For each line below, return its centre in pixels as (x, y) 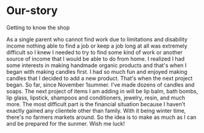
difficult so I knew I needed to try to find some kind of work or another (95, 52)
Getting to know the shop (38, 27)
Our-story (32, 11)
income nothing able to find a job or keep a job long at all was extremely (97, 46)
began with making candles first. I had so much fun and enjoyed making (97, 71)
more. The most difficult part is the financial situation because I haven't (96, 104)
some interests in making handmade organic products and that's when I (97, 65)
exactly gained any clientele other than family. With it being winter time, (96, 110)
